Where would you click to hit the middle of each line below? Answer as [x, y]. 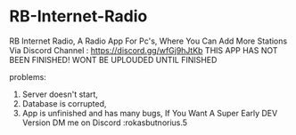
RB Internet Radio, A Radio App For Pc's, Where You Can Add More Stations [148, 41]
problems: [28, 76]
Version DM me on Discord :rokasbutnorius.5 [105, 123]
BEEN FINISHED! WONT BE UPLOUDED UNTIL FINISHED [113, 60]
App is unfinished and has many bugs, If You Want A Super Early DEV [150, 113]
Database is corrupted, [64, 103]
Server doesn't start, [60, 94]
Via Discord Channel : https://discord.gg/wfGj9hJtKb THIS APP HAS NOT [144, 50]
